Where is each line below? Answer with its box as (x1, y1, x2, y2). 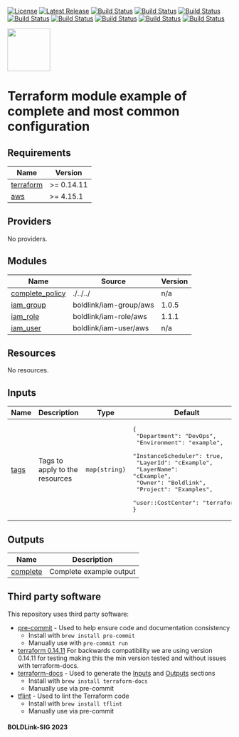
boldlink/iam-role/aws (72, 311, 147, 321)
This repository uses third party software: (7, 610, 129, 618)
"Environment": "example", (136, 439, 224, 446)
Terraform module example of (7, 88, 187, 105)
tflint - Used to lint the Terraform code (17, 691, 129, 700)
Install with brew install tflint (28, 699, 122, 708)
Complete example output (49, 567, 136, 577)
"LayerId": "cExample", (136, 459, 213, 466)
